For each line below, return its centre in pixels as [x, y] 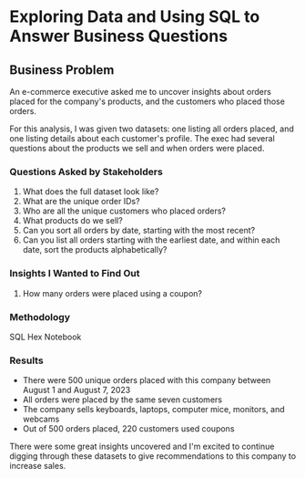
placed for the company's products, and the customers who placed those [147, 101]
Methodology [40, 317]
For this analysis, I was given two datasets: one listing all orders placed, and [152, 129]
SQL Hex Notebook [46, 337]
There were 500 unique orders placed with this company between [147, 380]
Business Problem [62, 70]
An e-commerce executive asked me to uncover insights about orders [140, 92]
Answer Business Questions [119, 36]
